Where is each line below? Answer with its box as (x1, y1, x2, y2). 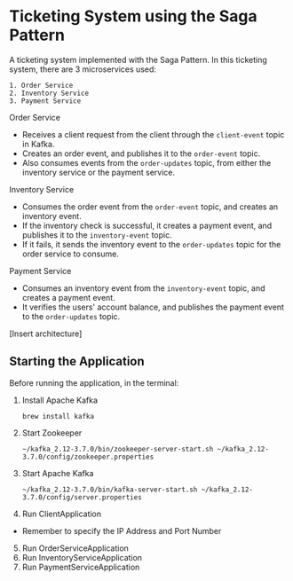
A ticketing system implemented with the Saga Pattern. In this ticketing (9, 54, 268, 65)
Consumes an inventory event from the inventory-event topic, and (21, 282, 265, 294)
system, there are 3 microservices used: (9, 64, 157, 75)
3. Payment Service (9, 96, 82, 106)
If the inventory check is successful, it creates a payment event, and (21, 220, 273, 231)
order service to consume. (21, 248, 120, 259)
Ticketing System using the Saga (9, 6, 257, 27)
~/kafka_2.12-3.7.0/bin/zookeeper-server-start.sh (21, 444, 214, 453)
